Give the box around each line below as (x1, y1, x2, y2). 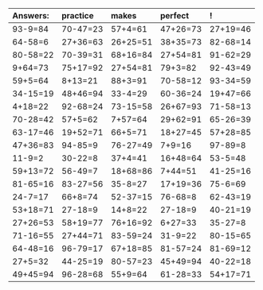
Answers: (12, 10, 49, 21)
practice (61, 10, 94, 21)
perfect (160, 10, 190, 21)
